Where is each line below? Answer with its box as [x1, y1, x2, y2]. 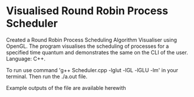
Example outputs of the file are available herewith [6, 84, 126, 91]
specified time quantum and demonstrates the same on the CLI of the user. [6, 48, 189, 56]
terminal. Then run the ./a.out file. [6, 73, 87, 80]
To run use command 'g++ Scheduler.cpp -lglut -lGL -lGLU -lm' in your [6, 66, 179, 73]
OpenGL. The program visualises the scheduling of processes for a [6, 43, 169, 50]
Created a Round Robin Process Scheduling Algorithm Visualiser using [6, 36, 177, 43]
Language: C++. [6, 55, 46, 62]
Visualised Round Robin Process [6, 4, 169, 18]
